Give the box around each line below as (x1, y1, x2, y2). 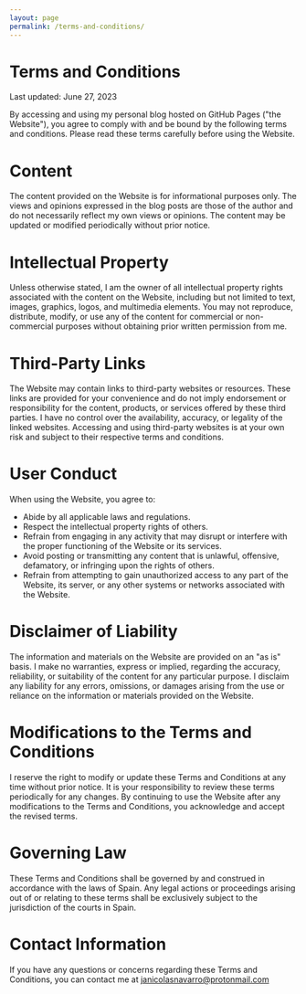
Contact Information (9, 934, 167, 955)
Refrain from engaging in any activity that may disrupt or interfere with (22, 531, 288, 542)
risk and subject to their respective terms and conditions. (9, 431, 225, 443)
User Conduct (9, 463, 118, 484)
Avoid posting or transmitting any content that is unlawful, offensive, (22, 550, 280, 562)
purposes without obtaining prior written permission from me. (55, 321, 288, 332)
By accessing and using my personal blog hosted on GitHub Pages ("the (9, 109, 281, 120)
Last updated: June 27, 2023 (9, 91, 117, 102)
